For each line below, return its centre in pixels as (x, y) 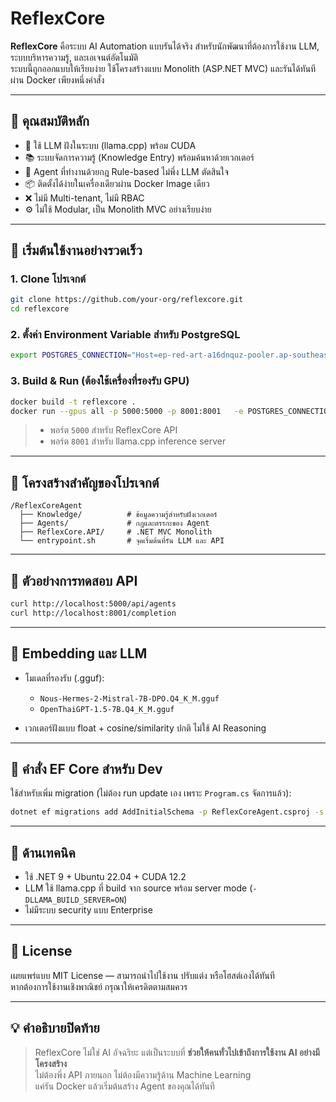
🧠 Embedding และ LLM (79, 653)
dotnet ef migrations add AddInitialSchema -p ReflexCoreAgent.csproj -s (167, 812)
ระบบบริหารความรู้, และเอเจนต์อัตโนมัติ (74, 57)
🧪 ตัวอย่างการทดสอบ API (74, 580)
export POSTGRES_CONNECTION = (71, 355)
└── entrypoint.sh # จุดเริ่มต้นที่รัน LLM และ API (122, 541)
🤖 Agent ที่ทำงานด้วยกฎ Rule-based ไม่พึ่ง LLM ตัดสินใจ (126, 171)
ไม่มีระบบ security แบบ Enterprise (88, 910)
